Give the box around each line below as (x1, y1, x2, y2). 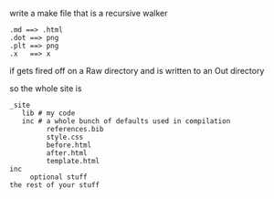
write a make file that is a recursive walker (9, 8, 168, 18)
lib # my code (21, 109, 76, 118)
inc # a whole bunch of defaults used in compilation (21, 117, 231, 126)
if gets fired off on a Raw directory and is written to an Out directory (9, 66, 265, 76)
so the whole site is (9, 83, 82, 94)
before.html (46, 141, 92, 150)
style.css (46, 132, 84, 141)
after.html (46, 149, 89, 158)
